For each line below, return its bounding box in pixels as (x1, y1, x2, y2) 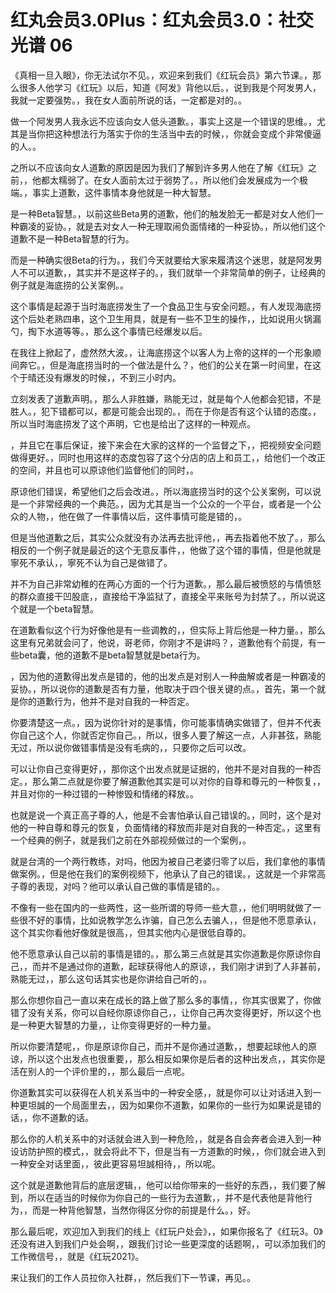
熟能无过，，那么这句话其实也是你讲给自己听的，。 (10, 972, 212, 985)
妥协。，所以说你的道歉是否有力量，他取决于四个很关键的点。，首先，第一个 (10, 682, 317, 695)
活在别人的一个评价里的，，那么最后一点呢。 (10, 1065, 190, 1077)
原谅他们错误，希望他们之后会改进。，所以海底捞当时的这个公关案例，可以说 (10, 485, 322, 497)
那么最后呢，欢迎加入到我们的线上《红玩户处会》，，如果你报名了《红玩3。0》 (10, 1225, 323, 1237)
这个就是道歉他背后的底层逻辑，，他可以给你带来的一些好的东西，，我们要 (10, 1179, 308, 1191)
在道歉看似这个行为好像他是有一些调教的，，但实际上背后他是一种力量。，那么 (10, 624, 326, 636)
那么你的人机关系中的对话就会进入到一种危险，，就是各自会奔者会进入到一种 (10, 1132, 322, 1145)
